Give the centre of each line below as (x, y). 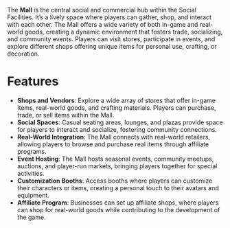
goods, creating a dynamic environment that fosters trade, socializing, (124, 32)
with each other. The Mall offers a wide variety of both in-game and (103, 24)
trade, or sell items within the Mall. (66, 115)
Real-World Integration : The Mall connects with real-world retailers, (114, 137)
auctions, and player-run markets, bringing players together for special (117, 166)
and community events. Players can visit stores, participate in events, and (111, 39)
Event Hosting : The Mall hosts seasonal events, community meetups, (115, 159)
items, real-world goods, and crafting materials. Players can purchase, (116, 107)
